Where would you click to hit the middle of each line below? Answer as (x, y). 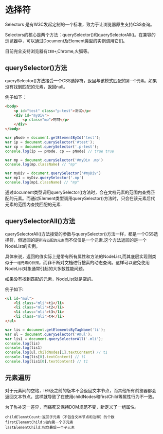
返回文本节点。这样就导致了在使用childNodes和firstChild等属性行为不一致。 (81, 397)
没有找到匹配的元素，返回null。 (36, 87)
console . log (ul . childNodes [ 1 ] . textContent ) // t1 (56, 353)
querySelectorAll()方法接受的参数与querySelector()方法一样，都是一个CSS (80, 234)
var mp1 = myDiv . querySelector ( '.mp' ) (44, 178)
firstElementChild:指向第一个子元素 (39, 422)
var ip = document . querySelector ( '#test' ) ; (50, 142)
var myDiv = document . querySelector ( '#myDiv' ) (53, 173)
